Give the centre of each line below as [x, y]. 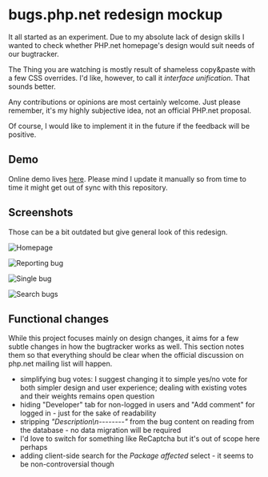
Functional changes [59, 319]
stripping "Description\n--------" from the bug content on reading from [137, 422]
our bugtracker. [34, 54]
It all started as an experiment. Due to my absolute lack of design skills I [126, 37]
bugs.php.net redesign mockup [116, 15]
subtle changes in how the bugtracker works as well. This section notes [126, 347]
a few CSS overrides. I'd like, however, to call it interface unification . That [129, 78]
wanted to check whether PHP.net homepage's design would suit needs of [131, 45]
